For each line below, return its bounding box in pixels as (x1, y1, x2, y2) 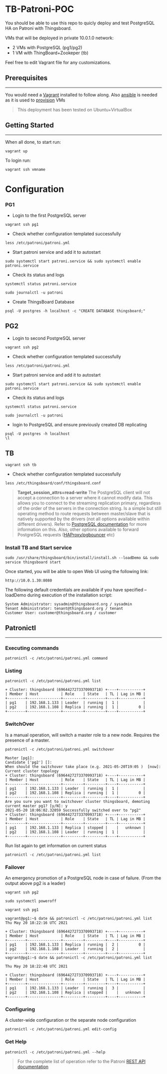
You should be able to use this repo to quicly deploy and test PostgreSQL (5, 20, 155, 26)
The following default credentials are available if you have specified (5, 586, 144, 592)
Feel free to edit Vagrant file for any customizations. (5, 59, 111, 65)
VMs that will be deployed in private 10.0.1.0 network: (5, 35, 114, 41)
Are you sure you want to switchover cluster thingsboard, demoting (5, 799, 150, 804)
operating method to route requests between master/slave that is (17, 510, 151, 516)
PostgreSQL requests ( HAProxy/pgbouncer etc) (17, 531, 115, 538)
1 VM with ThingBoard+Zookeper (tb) (12, 50, 88, 56)
